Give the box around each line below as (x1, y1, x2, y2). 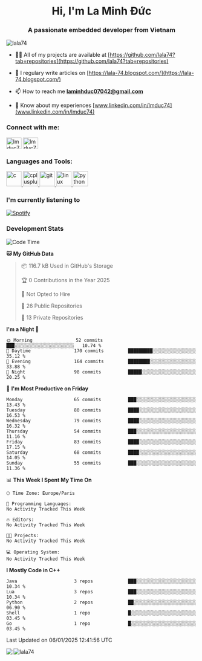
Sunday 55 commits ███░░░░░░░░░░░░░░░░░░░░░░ (6, 460, 197, 466)
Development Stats (6, 225, 64, 233)
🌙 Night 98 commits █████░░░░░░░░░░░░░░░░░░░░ (6, 369, 197, 375)
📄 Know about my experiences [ (15, 102, 95, 109)
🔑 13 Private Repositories (21, 314, 83, 321)
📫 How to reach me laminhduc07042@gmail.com (15, 88, 143, 95)
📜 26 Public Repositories (21, 302, 83, 309)
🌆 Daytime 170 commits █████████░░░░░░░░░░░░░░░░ (6, 347, 197, 354)
